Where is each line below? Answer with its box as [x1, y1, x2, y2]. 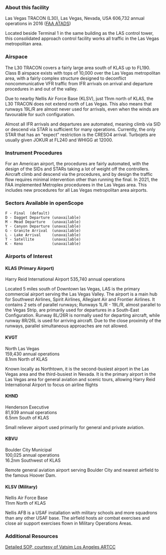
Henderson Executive [5, 404, 49, 410]
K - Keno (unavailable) [5, 241, 81, 247]
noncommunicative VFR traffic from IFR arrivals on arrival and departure [5, 80, 153, 86]
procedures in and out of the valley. [5, 86, 78, 92]
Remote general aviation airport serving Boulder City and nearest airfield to [5, 467, 159, 473]
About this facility [5, 4, 50, 11]
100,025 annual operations [5, 452, 60, 458]
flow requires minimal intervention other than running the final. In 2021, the [5, 176, 158, 182]
